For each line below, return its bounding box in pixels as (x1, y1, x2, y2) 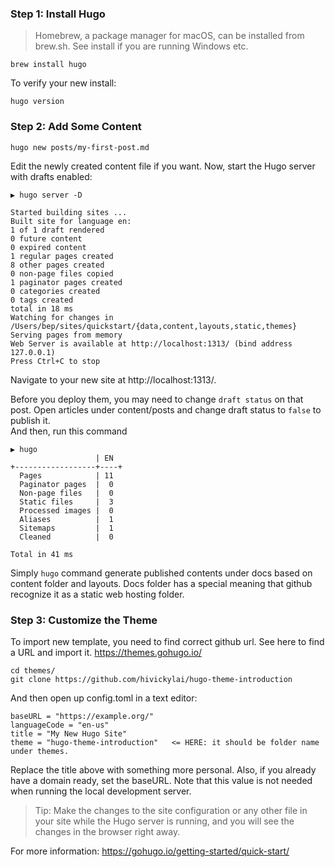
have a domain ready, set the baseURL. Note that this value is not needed (10, 774, 313, 786)
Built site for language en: (10, 216, 132, 226)
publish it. (10, 414, 51, 426)
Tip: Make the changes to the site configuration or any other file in (34, 804, 308, 816)
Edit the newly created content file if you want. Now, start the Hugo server (10, 160, 316, 172)
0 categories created (10, 286, 101, 296)
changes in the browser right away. (34, 825, 181, 837)
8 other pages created (10, 260, 105, 270)
